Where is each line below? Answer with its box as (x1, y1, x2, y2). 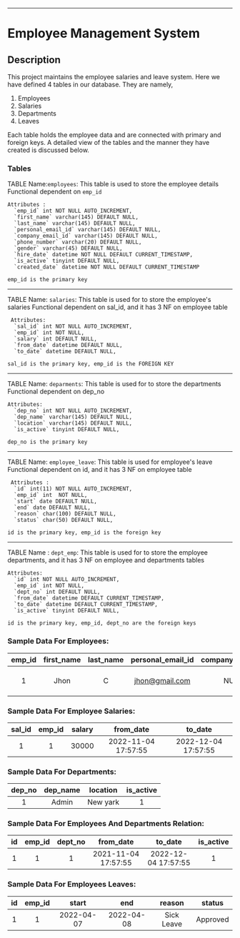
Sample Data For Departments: (7, 767, 116, 777)
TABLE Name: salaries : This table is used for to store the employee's (7, 296, 211, 304)
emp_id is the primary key (7, 276, 88, 283)
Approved (196, 914, 229, 924)
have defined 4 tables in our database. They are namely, (7, 80, 174, 89)
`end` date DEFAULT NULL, (14, 504, 91, 511)
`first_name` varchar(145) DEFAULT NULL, (14, 213, 139, 221)
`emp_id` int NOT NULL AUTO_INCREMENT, (14, 208, 133, 215)
